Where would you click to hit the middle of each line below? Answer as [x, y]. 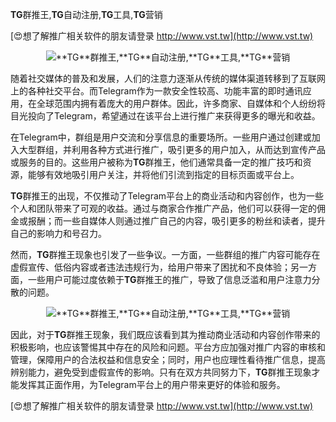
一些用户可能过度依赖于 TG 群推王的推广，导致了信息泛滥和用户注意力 [169, 279]
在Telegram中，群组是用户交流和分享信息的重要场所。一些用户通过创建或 [161, 137]
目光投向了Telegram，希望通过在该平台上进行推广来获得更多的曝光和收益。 [165, 116]
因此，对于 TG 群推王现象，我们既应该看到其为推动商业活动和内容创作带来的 [165, 334]
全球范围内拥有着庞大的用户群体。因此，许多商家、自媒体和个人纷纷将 [181, 103]
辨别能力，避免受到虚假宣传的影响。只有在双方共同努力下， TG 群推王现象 [161, 372]
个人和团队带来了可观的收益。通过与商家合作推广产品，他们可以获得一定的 [163, 208]
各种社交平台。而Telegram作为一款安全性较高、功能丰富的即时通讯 [165, 91]
